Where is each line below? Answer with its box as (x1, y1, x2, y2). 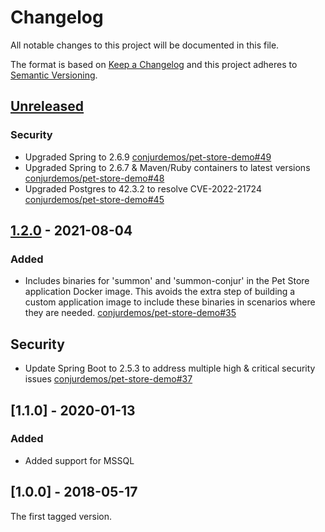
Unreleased (10, 98, 85, 115)
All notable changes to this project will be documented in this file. (10, 39, 280, 51)
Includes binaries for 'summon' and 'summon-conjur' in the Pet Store (24, 275, 310, 287)
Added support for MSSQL (24, 454, 135, 466)
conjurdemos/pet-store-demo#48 (24, 172, 165, 184)
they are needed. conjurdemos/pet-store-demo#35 (24, 307, 237, 319)
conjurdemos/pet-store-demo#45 (24, 193, 165, 205)
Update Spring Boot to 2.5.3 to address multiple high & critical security (24, 362, 316, 375)
